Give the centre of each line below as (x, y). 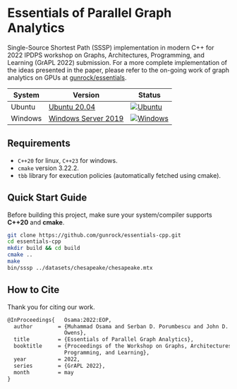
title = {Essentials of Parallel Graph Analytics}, (104, 340)
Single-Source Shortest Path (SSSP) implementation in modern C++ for (111, 47)
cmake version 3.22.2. (48, 168)
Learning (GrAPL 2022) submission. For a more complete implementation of (117, 62)
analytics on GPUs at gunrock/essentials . (67, 77)
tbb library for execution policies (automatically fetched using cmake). (119, 175)
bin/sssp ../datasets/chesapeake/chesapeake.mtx (80, 268)
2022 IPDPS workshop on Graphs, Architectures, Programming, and (106, 55)
